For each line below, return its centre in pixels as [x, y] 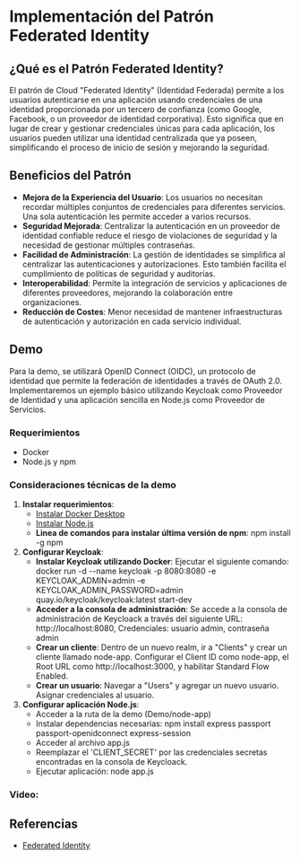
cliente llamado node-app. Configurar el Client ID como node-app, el [162, 657]
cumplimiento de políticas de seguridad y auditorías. [119, 273]
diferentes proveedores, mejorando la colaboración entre [127, 293]
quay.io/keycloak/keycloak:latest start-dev [114, 600]
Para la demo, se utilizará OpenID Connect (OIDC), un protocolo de [133, 371]
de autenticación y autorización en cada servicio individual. [132, 321]
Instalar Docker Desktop [80, 514]
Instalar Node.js [64, 523]
